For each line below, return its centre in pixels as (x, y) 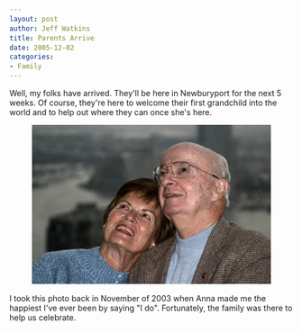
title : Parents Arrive (52, 38)
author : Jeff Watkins (50, 28)
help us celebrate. (43, 317)
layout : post (34, 19)
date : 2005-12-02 (42, 48)
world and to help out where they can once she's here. (111, 112)
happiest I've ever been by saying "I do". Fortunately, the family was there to (151, 308)
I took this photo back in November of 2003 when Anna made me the (138, 298)
